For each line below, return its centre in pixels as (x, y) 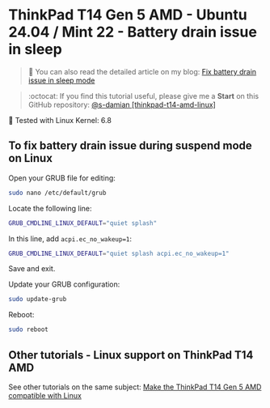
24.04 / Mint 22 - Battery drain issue (133, 32)
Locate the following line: (50, 208)
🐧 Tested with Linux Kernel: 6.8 (60, 120)
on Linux (30, 158)
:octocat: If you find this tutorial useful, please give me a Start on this (143, 96)
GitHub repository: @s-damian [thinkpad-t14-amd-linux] (122, 104)
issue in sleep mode (61, 80)
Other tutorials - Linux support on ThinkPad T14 (131, 355)
